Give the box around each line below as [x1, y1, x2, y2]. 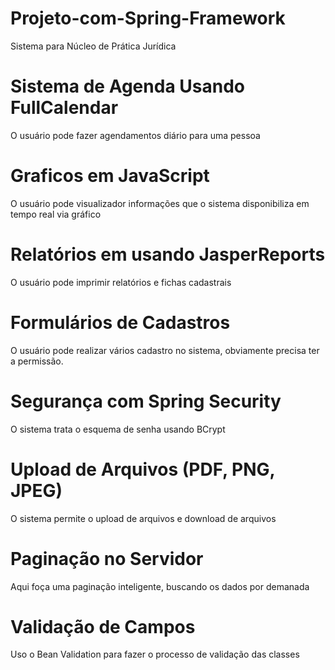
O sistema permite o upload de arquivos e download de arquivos [10, 512, 277, 524]
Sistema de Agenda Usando [10, 75, 245, 98]
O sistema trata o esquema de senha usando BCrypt [10, 423, 226, 435]
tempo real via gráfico [10, 208, 102, 220]
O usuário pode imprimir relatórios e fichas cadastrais [10, 276, 232, 288]
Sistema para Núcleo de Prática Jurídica [10, 40, 177, 52]
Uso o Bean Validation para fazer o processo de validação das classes [10, 648, 300, 661]
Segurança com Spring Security [10, 390, 282, 412]
